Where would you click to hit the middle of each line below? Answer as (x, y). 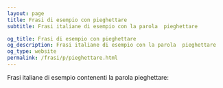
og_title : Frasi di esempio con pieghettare (72, 38)
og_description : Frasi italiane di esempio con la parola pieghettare (111, 45)
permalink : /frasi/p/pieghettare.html (62, 58)
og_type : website (32, 52)
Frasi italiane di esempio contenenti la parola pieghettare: (88, 77)
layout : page (26, 13)
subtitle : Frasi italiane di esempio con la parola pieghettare (102, 26)
